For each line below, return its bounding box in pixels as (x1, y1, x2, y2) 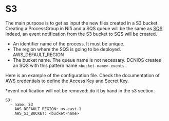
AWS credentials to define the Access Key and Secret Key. (5, 78, 129, 84)
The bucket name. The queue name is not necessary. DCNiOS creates (12, 57, 161, 63)
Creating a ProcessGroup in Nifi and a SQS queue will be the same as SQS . (5, 25, 164, 31)
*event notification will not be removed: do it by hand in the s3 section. (5, 87, 155, 93)
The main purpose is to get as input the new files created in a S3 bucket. (5, 20, 159, 26)
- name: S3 (10, 102, 33, 107)
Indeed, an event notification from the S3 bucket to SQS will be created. (5, 31, 158, 37)
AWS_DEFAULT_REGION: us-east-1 (14, 106, 82, 111)
